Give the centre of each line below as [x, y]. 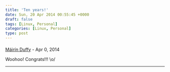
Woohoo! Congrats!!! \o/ [30, 59]
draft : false [19, 19]
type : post [17, 33]
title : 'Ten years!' [27, 10]
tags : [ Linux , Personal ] [31, 24]
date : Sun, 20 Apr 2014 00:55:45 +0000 [47, 15]
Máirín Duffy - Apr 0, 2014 [32, 49]
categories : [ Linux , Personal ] [38, 29]
